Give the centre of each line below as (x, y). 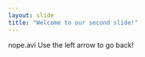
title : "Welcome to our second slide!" (73, 23)
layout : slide (31, 15)
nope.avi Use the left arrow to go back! (71, 45)
